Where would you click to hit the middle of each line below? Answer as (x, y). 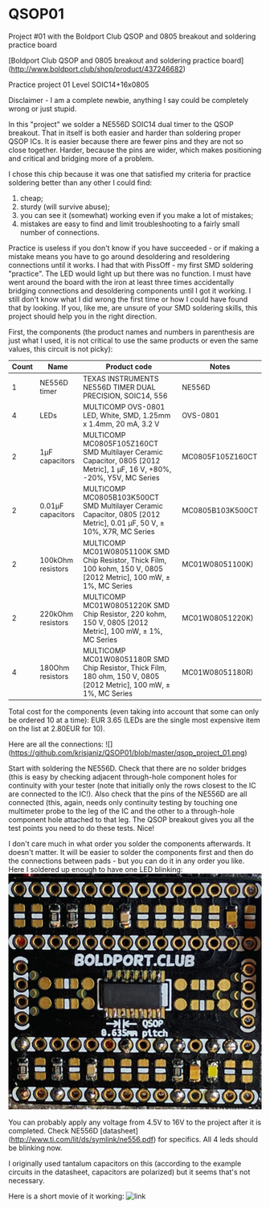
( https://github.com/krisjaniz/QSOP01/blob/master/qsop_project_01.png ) (128, 752)
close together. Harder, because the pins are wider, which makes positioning (135, 150)
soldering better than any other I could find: (80, 183)
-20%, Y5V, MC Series (121, 478)
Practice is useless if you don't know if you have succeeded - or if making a (134, 248)
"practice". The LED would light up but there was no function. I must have (130, 273)
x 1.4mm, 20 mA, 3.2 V (121, 424)
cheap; (32, 198)
